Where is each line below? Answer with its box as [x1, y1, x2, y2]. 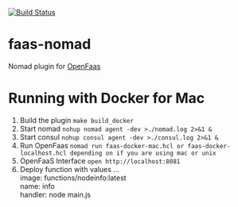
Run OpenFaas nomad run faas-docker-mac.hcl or [19, 140, 185, 150]
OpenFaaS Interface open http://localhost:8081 [19, 155, 181, 166]
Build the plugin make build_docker [19, 115, 134, 125]
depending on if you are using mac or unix [70, 149, 217, 157]
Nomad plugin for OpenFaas [8, 61, 101, 71]
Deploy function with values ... [19, 164, 119, 174]
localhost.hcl [19, 149, 67, 157]
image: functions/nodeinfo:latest [19, 173, 127, 182]
